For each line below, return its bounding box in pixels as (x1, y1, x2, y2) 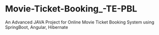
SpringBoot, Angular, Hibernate (5, 24, 68, 30)
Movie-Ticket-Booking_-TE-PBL (5, 3, 137, 14)
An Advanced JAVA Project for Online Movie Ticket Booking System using (5, 19, 155, 25)
